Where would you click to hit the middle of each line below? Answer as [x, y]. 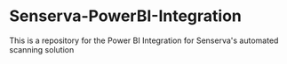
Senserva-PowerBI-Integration [126, 16]
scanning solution [42, 49]
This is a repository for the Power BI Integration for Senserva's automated [144, 40]
